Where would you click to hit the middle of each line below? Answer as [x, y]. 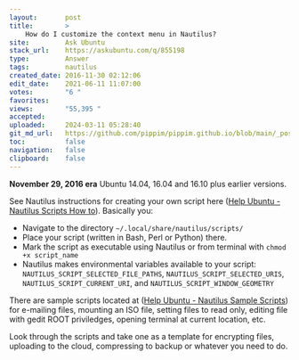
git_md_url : [31, 134]
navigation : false [48, 150]
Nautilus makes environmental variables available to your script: [139, 264]
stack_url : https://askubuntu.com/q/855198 [97, 51]
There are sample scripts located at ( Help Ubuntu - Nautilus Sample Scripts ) [149, 300]
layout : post [45, 17]
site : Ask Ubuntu [57, 42]
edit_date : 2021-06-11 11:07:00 [75, 84]
